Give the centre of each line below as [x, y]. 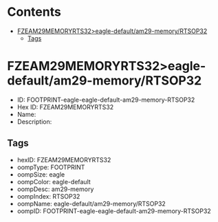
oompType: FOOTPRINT [51, 167]
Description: [34, 122]
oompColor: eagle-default [54, 181]
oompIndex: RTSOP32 [48, 196]
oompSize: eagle [41, 174]
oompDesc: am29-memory [55, 189]
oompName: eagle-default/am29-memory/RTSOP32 [91, 203]
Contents [34, 12]
